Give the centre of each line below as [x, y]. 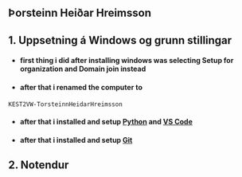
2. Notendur [39, 165]
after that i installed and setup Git [76, 140]
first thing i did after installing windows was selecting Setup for [127, 61]
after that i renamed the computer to [81, 87]
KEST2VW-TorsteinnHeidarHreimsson [66, 104]
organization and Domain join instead [83, 69]
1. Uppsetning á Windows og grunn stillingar [120, 40]
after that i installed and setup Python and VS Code [106, 122]
